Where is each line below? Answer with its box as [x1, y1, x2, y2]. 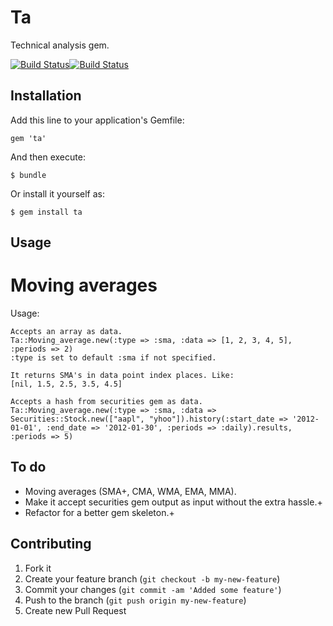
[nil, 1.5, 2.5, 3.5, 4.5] [10, 379, 123, 390]
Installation [10, 87, 82, 105]
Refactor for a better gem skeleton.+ [24, 506, 175, 518]
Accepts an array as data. [10, 327, 123, 337]
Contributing [10, 536, 92, 553]
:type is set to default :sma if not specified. [10, 353, 217, 363]
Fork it [24, 562, 52, 574]
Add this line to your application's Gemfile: [10, 114, 185, 126]
